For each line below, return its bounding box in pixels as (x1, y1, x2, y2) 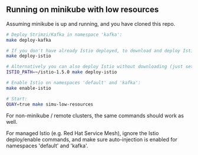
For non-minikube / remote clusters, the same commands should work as (6, 112, 184, 119)
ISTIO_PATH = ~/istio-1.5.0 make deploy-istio (6, 69, 117, 75)
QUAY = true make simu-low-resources (6, 101, 94, 107)
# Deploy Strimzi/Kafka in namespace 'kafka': (6, 32, 123, 38)
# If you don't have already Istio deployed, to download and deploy (6, 48, 181, 53)
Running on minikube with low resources (6, 5, 159, 15)
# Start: (6, 96, 28, 102)
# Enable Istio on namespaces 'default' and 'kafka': (6, 80, 141, 86)
